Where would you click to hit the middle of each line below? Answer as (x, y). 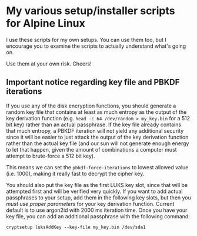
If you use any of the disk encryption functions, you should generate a (91, 106)
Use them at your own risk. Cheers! (49, 64)
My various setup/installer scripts (91, 11)
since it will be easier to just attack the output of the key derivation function (97, 137)
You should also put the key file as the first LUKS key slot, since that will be (97, 185)
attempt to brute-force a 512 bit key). (51, 156)
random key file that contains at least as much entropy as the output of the (96, 112)
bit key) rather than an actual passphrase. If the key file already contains (94, 124)
